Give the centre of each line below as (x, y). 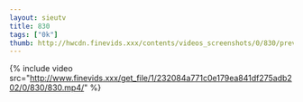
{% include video (41, 69)
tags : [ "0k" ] (34, 34)
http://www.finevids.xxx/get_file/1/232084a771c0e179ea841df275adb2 (161, 79)
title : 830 (30, 26)
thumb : (22, 43)
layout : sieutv (38, 18)
